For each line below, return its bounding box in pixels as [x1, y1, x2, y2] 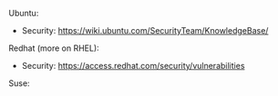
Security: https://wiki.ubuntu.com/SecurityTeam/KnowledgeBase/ [21, 25, 269, 35]
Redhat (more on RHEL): [8, 43, 99, 53]
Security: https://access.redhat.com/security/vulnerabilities [21, 61, 245, 71]
